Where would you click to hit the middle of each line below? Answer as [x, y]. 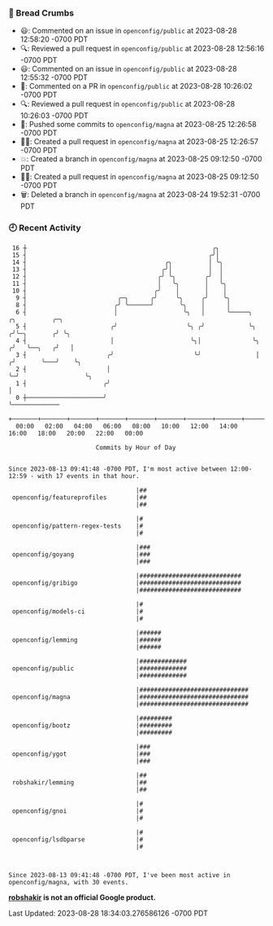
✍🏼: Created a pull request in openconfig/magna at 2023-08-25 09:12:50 [139, 177]
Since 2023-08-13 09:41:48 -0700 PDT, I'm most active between [118, 469]
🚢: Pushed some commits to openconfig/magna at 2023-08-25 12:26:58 [139, 125]
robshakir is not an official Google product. [82, 897]
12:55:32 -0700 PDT [54, 77]
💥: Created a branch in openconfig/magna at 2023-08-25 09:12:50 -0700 [141, 159]
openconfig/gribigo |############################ [127, 583]
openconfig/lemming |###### [87, 640]
